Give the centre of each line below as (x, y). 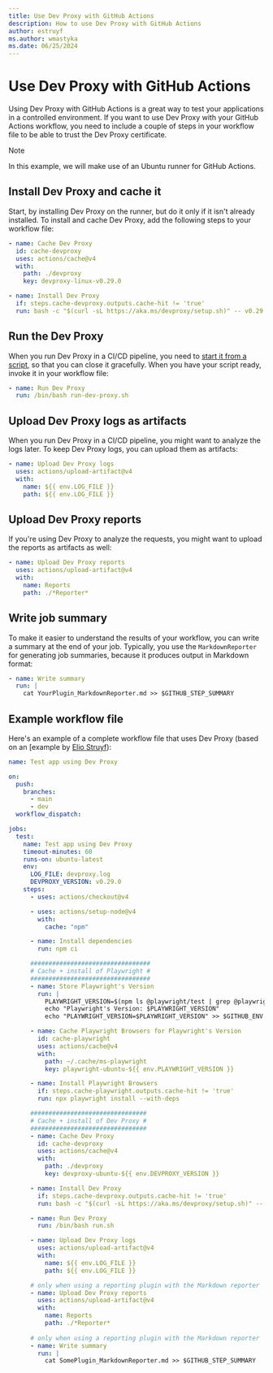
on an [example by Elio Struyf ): (60, 747)
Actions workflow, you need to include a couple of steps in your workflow (131, 126)
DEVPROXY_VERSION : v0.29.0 (76, 882)
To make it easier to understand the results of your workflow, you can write (134, 638)
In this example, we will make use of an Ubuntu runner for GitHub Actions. (132, 167)
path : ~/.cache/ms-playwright (96, 1061)
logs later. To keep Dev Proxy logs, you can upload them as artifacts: (123, 449)
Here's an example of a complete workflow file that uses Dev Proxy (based (133, 738)
